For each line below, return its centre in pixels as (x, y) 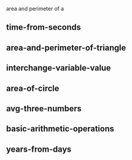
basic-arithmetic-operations (60, 129)
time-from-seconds (44, 27)
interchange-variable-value (59, 68)
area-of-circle (33, 88)
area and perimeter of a (35, 9)
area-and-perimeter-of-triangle (66, 47)
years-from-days (39, 149)
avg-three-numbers (44, 108)
